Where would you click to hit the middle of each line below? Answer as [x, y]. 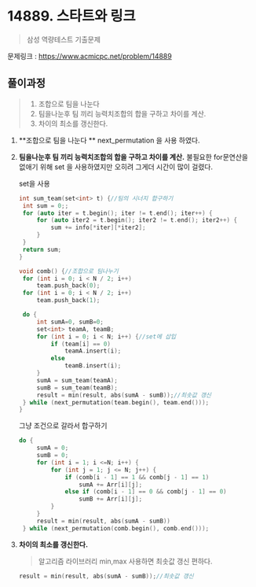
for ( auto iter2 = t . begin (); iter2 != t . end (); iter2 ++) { [137, 220]
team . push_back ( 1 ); [68, 301]
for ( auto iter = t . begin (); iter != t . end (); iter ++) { [117, 213]
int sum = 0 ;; [46, 205]
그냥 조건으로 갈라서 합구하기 [63, 426]
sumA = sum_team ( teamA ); [77, 380]
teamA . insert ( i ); [93, 351]
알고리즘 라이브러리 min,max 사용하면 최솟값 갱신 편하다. [125, 561]
